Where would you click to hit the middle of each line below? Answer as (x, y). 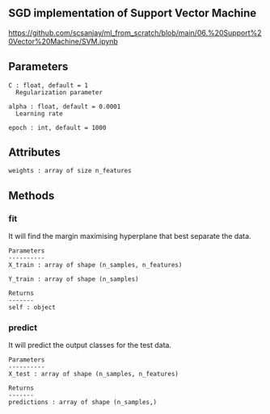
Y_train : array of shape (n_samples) (74, 279)
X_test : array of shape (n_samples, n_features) (94, 374)
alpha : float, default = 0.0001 (65, 107)
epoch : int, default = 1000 (57, 128)
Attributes (34, 153)
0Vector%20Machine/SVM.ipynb (63, 41)
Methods (32, 196)
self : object (32, 307)
